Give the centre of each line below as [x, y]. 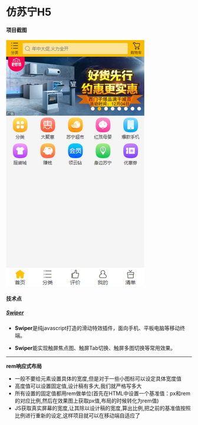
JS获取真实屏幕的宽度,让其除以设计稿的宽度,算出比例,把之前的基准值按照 [103, 408]
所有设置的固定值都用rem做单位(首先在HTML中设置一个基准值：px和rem [102, 393]
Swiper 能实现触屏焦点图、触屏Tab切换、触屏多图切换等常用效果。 [95, 348]
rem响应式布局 [24, 366]
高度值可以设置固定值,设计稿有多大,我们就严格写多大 [78, 386]
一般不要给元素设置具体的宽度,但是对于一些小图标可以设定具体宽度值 [98, 378]
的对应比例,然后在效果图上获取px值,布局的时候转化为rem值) [87, 401]
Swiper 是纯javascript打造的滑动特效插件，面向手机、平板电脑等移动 [97, 328]
